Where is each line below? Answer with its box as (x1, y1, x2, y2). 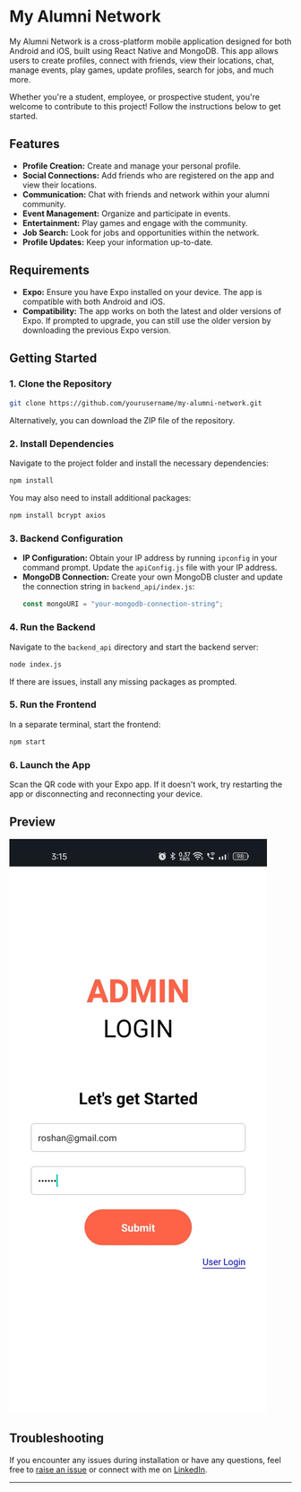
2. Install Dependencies (9, 438, 115, 450)
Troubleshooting (9, 1431, 105, 1446)
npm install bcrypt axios (9, 511, 106, 520)
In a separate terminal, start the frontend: (9, 719, 161, 729)
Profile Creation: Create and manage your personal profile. (21, 160, 242, 171)
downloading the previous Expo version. (21, 325, 171, 336)
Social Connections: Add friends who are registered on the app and (21, 170, 275, 180)
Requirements (9, 263, 90, 278)
